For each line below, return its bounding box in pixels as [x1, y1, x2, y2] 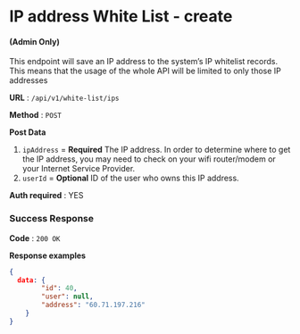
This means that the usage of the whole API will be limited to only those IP [9, 65, 281, 77]
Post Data [9, 127, 46, 138]
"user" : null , [41, 292, 94, 301]
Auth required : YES [9, 190, 84, 201]
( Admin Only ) [9, 36, 60, 46]
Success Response [9, 213, 94, 225]
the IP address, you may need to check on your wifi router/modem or [21, 154, 277, 164]
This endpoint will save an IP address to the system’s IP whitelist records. [9, 56, 279, 67]
